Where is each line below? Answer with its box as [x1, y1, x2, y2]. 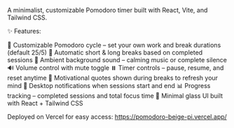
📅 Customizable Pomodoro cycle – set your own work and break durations [7, 41, 221, 49]
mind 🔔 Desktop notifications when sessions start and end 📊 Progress [7, 82, 211, 90]
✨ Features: [7, 27, 41, 35]
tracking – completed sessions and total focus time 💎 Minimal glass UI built [7, 92, 223, 100]
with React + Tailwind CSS [7, 99, 83, 107]
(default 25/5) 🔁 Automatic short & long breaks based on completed [7, 48, 203, 57]
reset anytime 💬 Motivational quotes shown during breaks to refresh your [7, 73, 219, 82]
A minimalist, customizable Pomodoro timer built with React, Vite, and [7, 6, 208, 14]
